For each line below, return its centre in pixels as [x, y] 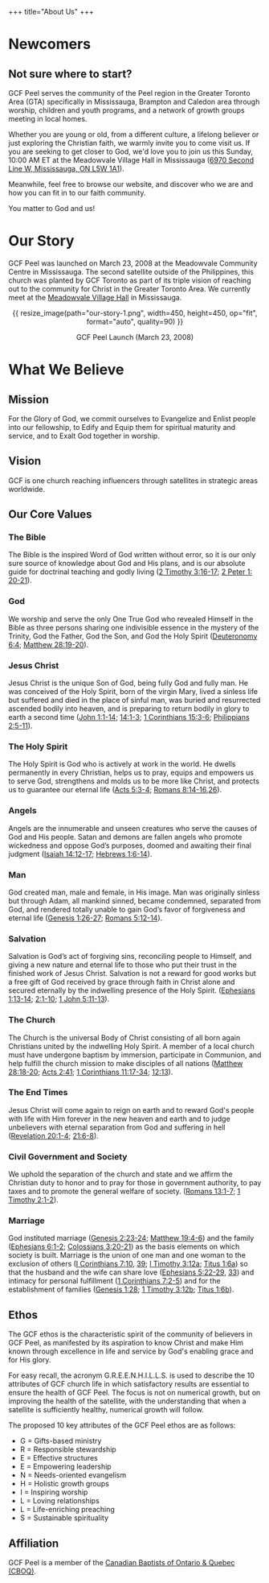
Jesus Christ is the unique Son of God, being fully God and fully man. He [128, 683]
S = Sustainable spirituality [64, 1518]
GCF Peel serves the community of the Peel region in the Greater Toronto [129, 93]
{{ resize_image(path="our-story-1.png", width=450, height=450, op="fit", [135, 312]
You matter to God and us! [52, 208]
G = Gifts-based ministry [61, 1441]
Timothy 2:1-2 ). [33, 1200]
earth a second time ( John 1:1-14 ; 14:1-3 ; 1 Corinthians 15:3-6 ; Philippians [129, 717]
